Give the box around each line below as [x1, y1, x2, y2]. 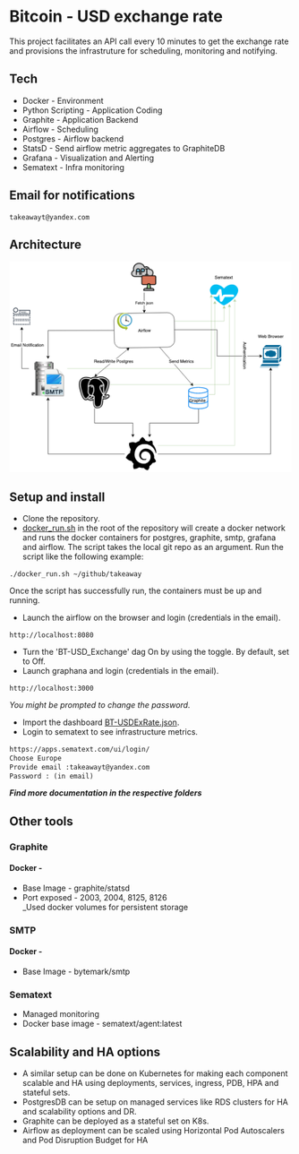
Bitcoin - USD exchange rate [9, 6, 224, 27]
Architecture [9, 237, 82, 252]
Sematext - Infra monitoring [21, 161, 125, 172]
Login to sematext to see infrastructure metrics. [21, 727, 199, 737]
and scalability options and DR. [21, 1107, 137, 1117]
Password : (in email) [9, 772, 94, 781]
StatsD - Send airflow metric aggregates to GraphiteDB [21, 142, 226, 153]
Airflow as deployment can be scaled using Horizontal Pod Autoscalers [21, 1125, 285, 1136]
